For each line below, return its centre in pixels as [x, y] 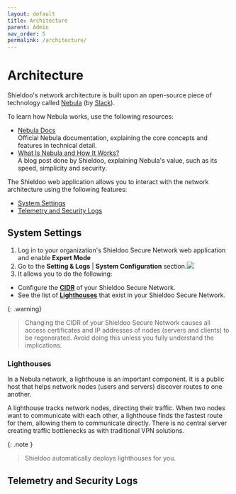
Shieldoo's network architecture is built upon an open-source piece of [110, 95]
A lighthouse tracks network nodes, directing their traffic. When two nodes [116, 408]
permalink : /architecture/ [47, 41]
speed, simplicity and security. [62, 168]
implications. [43, 345]
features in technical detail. [57, 146]
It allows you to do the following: [65, 274]
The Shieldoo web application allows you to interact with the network [108, 182]
